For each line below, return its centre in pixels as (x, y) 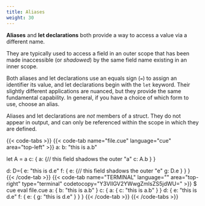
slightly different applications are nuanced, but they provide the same (94, 91)
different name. (26, 41)
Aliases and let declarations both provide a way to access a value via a (97, 35)
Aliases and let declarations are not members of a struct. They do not (94, 116)
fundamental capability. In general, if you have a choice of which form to (98, 98)
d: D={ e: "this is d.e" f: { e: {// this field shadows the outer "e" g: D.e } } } (99, 171)
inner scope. (22, 66)
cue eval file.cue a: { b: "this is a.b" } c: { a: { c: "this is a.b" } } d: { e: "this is (102, 190)
